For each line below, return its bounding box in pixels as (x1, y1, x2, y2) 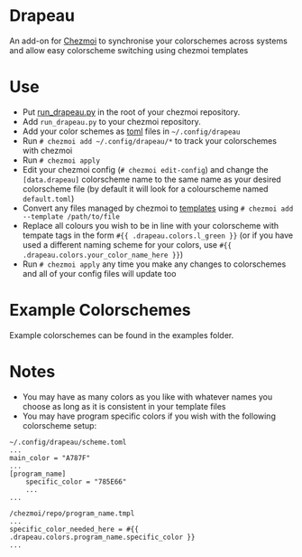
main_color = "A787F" (9, 453, 91, 462)
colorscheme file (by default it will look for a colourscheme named (22, 183, 269, 194)
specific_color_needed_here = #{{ (9, 524, 140, 533)
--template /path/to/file (22, 212, 120, 222)
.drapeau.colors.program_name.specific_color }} (9, 533, 196, 542)
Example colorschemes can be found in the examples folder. (9, 329, 234, 340)
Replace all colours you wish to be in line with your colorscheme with (22, 220, 279, 231)
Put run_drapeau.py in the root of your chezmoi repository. (22, 106, 241, 118)
